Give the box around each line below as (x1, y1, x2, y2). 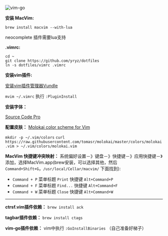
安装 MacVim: (5, 15, 34, 21)
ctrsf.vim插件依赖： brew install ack (5, 204, 83, 210)
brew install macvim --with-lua (5, 25, 72, 30)
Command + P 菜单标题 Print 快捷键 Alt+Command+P (12, 176, 113, 182)
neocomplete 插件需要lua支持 (5, 34, 66, 40)
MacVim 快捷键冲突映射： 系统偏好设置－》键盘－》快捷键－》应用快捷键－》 (5, 153, 163, 159)
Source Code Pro (5, 114, 41, 120)
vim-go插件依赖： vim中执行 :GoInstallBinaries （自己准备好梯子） (5, 225, 146, 231)
